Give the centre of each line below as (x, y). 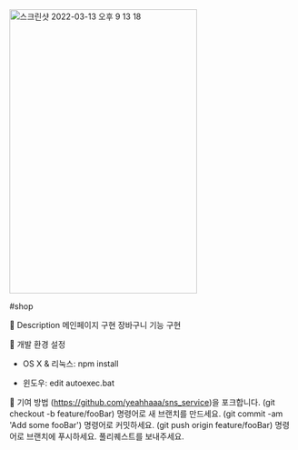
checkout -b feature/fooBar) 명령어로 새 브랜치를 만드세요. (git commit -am (146, 414)
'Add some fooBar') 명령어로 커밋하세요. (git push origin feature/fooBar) (141, 425)
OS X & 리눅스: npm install (70, 364)
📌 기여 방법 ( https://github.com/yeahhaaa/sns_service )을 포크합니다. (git (142, 402)
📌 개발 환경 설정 (38, 344)
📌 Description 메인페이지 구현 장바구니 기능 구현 (95, 325)
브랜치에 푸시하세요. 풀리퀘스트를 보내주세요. (105, 436)
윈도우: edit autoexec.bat (69, 383)
